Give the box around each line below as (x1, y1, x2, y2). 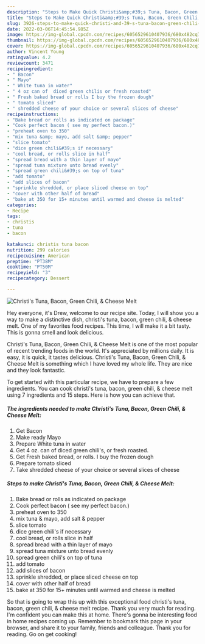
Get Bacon (15, 427, 43, 434)
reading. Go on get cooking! (7, 630, 77, 638)
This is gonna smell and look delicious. (7, 328, 104, 336)
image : (7, 32, 24, 38)
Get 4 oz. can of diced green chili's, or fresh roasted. (15, 446, 148, 454)
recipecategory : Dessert (7, 275, 70, 281)
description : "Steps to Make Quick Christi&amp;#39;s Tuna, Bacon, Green (7, 9, 198, 15)
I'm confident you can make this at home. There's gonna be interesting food (7, 611, 197, 618)
